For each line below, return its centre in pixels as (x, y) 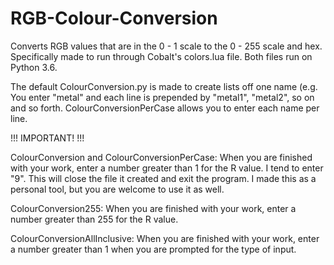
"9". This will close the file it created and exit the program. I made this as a (163, 178)
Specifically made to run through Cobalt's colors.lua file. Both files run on (161, 56)
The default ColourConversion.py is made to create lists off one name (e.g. (164, 86)
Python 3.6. (34, 67)
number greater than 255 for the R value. (94, 219)
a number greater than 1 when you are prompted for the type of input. (153, 249)
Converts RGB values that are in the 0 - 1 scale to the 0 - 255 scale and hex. (166, 46)
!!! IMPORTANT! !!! (47, 138)
